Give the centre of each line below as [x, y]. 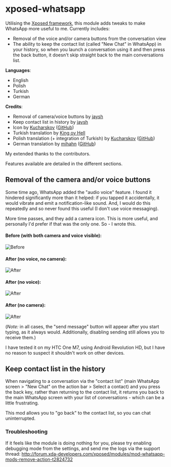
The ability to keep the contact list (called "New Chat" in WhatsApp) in [87, 44]
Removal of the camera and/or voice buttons [78, 180]
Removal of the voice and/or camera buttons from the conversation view [89, 38]
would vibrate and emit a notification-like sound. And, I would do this [78, 203]
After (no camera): [26, 305]
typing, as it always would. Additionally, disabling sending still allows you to [85, 332]
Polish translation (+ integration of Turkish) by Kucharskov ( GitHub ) [84, 138]
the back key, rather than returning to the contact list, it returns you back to [85, 392]
